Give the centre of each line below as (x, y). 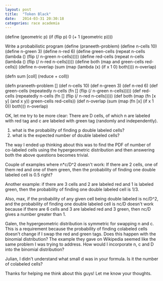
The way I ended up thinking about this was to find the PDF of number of (78, 145)
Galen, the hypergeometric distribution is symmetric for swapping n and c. (80, 224)
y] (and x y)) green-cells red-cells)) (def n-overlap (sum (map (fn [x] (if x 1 (80, 101)
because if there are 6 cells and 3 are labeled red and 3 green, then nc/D (78, 209)
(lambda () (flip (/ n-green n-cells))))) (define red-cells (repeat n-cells (75, 57)
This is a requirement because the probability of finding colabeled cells (76, 229)
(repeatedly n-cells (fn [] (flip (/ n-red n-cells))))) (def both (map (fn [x (86, 96)
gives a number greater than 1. (36, 215)
